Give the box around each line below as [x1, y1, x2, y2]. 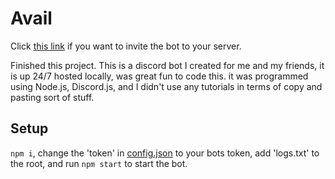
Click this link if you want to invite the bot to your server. [10, 40, 242, 52]
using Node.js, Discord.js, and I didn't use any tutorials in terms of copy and [10, 80, 323, 92]
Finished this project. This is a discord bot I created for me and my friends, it [10, 59, 325, 71]
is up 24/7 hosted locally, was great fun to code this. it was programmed [10, 70, 309, 82]
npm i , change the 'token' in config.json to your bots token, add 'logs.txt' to [10, 147, 320, 159]
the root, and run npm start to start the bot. [10, 157, 188, 169]
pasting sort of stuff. [10, 91, 95, 103]
